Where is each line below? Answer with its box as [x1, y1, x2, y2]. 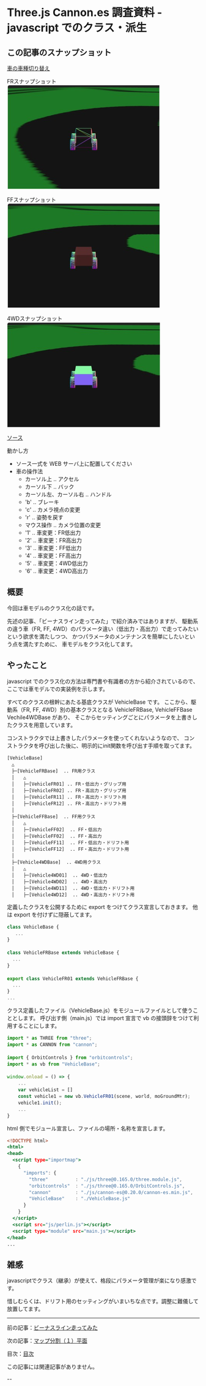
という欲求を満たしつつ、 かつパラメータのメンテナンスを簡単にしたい [7, 633, 185, 640]
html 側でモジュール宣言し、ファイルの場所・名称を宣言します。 [7, 1124, 169, 1132]
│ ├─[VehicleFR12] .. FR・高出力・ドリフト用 [11, 801, 127, 807]
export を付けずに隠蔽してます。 [13, 911, 95, 918]
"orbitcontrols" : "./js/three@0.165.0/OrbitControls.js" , [29, 1182, 185, 1189]
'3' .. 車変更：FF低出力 [24, 544, 82, 552]
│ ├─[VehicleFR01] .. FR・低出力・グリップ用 [11, 781, 127, 787]
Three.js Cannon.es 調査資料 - [7, 6, 163, 20]
